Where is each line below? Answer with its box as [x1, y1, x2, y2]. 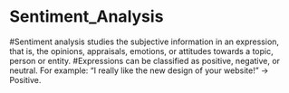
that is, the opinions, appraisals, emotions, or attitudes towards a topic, [9, 45, 274, 56]
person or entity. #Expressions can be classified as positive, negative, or [9, 55, 281, 66]
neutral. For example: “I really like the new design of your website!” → [9, 65, 269, 76]
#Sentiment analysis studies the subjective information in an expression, [9, 36, 279, 47]
